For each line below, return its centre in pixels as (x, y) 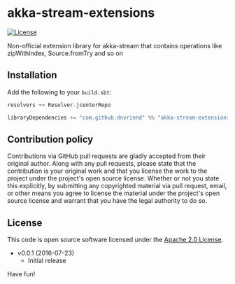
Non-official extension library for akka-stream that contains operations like (115, 45)
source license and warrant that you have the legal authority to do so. (107, 201)
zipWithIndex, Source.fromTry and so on (65, 53)
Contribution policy (50, 139)
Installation (32, 75)
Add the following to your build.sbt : (59, 92)
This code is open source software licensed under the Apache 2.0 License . (115, 240)
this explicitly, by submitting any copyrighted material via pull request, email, (117, 186)
